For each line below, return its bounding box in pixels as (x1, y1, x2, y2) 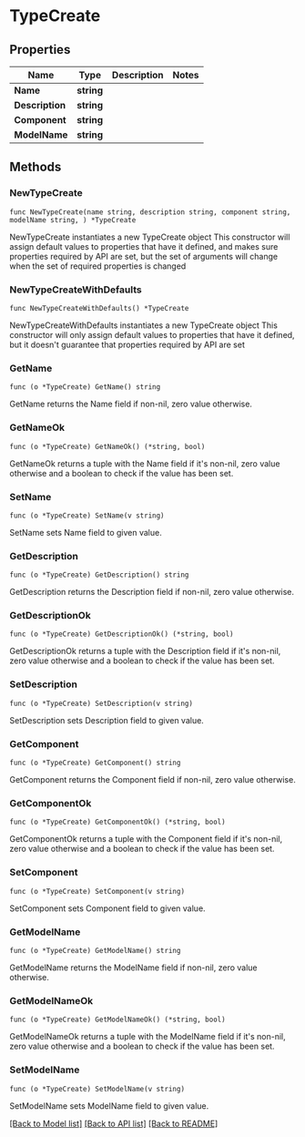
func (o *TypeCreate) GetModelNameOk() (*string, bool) (9, 1015, 226, 1025)
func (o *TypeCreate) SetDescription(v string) (9, 699, 194, 708)
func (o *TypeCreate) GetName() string (9, 383, 161, 392)
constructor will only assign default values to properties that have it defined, (9, 329, 295, 340)
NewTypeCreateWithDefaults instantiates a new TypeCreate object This (9, 320, 278, 331)
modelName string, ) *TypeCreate (9, 215, 137, 224)
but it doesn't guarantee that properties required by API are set (9, 339, 246, 350)
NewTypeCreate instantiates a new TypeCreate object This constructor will (9, 231, 290, 242)
